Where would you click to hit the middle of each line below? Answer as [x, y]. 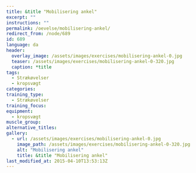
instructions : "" [28, 23]
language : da [22, 45]
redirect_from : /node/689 [38, 34]
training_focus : [26, 106]
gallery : [17, 133]
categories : [21, 89]
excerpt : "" [21, 17]
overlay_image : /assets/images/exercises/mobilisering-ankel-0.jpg [97, 56]
